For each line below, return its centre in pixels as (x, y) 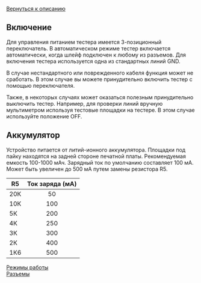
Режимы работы (27, 267)
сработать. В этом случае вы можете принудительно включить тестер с (99, 79)
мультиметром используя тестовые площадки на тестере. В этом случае (100, 110)
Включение (29, 27)
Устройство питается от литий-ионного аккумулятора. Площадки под (96, 150)
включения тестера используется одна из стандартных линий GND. (93, 61)
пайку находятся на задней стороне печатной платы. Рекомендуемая (96, 156)
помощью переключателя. (41, 85)
